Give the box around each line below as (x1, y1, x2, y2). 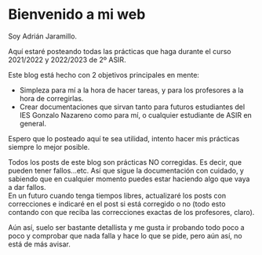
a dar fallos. (8, 182, 46, 191)
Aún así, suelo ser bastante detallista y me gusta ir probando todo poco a (8, 222, 245, 232)
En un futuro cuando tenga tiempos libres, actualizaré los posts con (8, 191, 226, 200)
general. (19, 118, 47, 128)
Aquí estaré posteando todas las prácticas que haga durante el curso (8, 46, 231, 56)
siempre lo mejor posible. (8, 142, 90, 151)
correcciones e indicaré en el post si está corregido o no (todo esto (8, 199, 226, 209)
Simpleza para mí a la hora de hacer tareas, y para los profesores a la (19, 85, 244, 95)
